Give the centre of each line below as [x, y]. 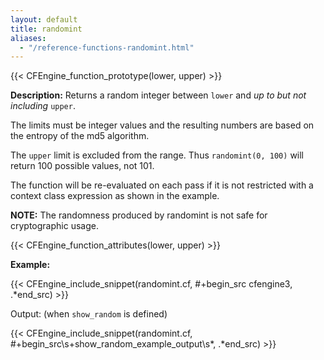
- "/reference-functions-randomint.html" [107, 47]
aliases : [28, 38]
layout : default [44, 19]
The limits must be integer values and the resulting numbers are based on [162, 125]
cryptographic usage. [54, 226]
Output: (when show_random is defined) [89, 314]
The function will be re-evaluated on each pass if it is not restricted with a [162, 185]
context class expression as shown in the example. [115, 196]
